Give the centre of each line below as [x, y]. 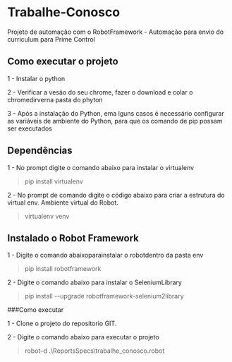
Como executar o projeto [63, 62]
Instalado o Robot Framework [73, 238]
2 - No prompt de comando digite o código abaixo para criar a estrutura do [116, 195]
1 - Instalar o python [36, 78]
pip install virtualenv [54, 181]
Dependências [40, 151]
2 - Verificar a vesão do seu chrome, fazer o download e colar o [100, 92]
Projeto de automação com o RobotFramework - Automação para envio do [116, 32]
